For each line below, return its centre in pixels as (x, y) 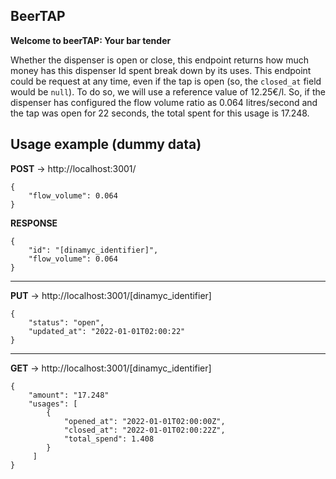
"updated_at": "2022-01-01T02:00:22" (107, 331)
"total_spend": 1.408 (109, 439)
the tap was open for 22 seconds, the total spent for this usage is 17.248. (160, 113)
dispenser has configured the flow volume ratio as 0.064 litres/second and (164, 102)
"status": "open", (66, 322)
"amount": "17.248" (69, 395)
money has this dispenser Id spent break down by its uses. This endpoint (161, 70)
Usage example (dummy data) (106, 144)
